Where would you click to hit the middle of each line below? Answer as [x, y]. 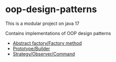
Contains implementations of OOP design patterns [58, 33]
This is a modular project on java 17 [42, 23]
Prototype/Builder [31, 48]
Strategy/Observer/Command [44, 54]
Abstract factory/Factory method [47, 43]
